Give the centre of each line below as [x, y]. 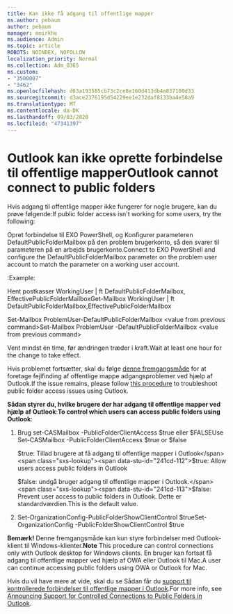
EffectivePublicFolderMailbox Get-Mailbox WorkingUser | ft [91, 299]
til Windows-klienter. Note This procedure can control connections [119, 546]
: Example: [22, 278]
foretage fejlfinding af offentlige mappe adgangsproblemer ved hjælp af [110, 376]
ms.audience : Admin [35, 40]
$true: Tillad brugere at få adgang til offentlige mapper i [97, 453]
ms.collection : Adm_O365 [43, 65]
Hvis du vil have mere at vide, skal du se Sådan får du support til [99, 581]
